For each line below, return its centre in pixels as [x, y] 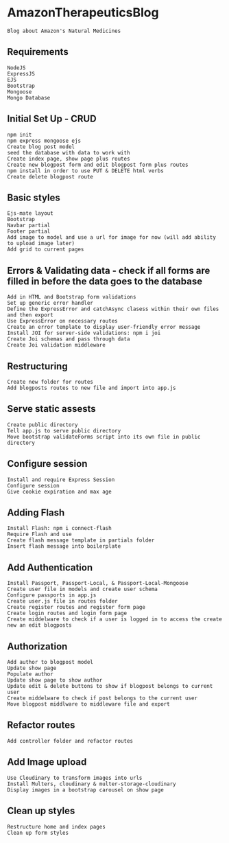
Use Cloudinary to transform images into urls [75, 778]
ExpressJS [21, 73]
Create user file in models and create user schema [82, 589]
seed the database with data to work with [69, 152]
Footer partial [29, 231]
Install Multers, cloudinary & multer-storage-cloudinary [92, 784]
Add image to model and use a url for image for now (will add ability [111, 238]
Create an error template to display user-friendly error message [104, 327]
